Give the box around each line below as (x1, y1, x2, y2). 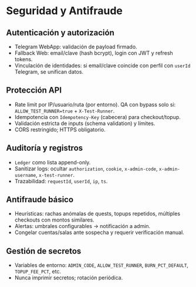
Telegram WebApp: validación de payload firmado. (14, 43, 137, 50)
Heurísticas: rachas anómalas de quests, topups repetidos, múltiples (14, 210, 181, 217)
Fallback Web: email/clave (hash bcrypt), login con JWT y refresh (14, 50, 173, 57)
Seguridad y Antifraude (6, 4, 123, 18)
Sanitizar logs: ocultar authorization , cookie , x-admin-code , (14, 165, 158, 172)
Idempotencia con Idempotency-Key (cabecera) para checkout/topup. (14, 113, 181, 120)
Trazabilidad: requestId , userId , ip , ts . (14, 177, 108, 184)
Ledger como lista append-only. (14, 159, 91, 166)
